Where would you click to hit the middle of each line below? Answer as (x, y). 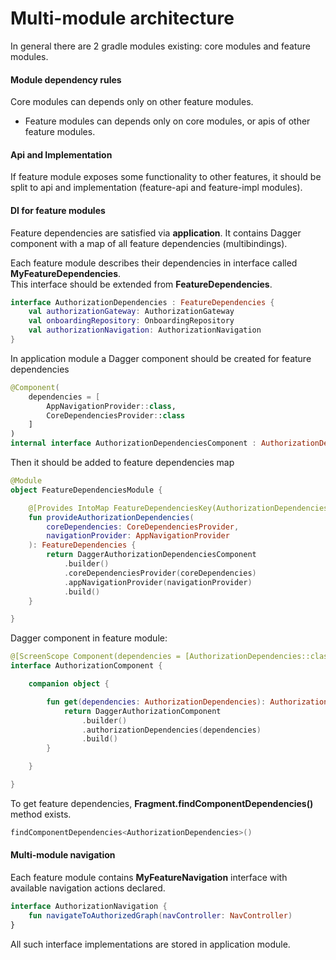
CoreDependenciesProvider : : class (116, 415)
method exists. (41, 814)
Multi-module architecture (122, 18)
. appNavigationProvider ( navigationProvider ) (158, 582)
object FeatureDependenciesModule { (86, 490)
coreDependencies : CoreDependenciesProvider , (143, 527)
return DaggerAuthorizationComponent (142, 711)
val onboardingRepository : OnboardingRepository (131, 321)
